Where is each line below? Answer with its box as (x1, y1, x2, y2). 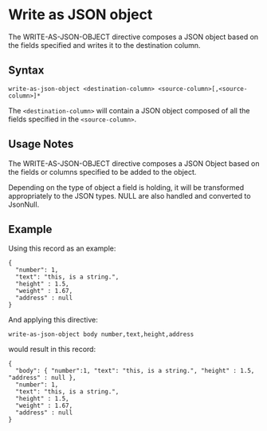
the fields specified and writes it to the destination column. (8, 40, 201, 49)
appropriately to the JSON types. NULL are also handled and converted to (8, 191, 251, 200)
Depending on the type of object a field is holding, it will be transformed (8, 182, 245, 192)
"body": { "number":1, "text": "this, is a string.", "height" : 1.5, (15, 367, 255, 375)
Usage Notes (8, 137, 74, 151)
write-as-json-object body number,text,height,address (8, 330, 194, 338)
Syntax (8, 64, 45, 77)
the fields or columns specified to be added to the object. (8, 167, 197, 176)
